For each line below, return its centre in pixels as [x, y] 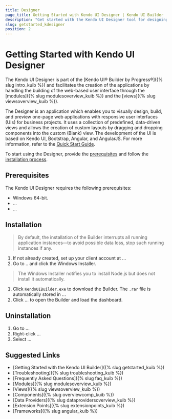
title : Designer [23, 10]
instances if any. [35, 248]
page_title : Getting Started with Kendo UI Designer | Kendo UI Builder [84, 15]
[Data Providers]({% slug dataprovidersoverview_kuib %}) [74, 400]
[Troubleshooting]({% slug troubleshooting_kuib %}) [68, 373]
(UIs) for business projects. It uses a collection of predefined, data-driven [83, 122]
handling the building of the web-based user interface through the [75, 91]
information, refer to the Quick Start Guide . [50, 144]
